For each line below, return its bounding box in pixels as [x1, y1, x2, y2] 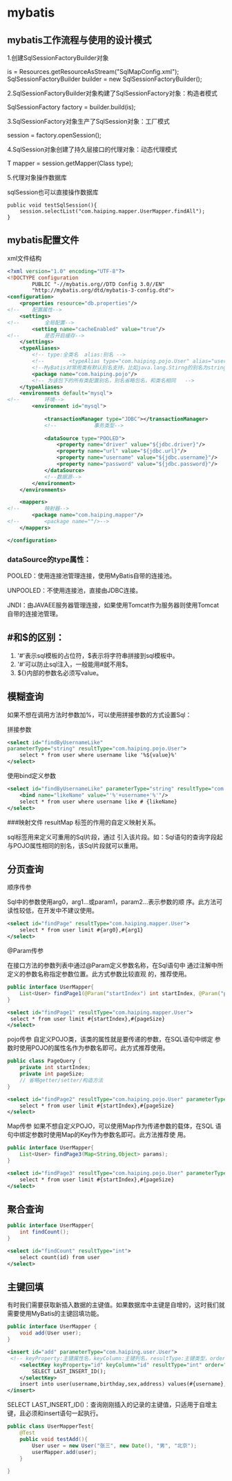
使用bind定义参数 [7, 772, 57, 780]
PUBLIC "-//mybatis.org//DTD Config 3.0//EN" [32, 281, 166, 287]
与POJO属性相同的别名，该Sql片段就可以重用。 [7, 841, 142, 849]
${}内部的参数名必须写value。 [17, 668, 103, 677]
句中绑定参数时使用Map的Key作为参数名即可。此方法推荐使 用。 [7, 1131, 190, 1139]
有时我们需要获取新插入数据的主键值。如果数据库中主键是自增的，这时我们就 [7, 1301, 225, 1309]
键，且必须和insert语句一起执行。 [7, 1409, 102, 1417]
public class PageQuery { [7, 1057, 81, 1065]
